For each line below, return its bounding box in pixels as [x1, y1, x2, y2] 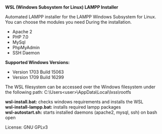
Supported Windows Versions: [5, 60, 70, 65]
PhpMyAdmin [12, 45, 40, 50]
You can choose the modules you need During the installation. [5, 19, 132, 25]
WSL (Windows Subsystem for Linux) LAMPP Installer [5, 4, 118, 10]
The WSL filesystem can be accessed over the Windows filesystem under [5, 84, 156, 90]
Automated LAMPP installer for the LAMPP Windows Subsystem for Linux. [5, 14, 157, 19]
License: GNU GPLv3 [5, 124, 48, 130]
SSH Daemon [12, 50, 40, 56]
